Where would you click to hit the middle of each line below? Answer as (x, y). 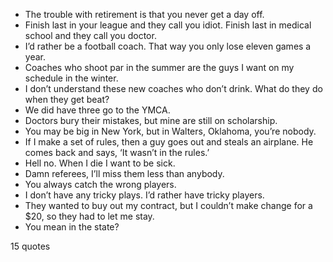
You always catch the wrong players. (100, 184)
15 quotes (30, 246)
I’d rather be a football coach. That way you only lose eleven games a (168, 46)
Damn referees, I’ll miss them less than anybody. (124, 173)
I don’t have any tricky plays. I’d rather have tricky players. (144, 195)
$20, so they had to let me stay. (89, 216)
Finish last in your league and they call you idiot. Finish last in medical (168, 25)
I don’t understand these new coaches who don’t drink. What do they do (173, 88)
